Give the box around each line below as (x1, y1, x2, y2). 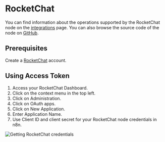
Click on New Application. (12, 106, 65, 112)
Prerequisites (5, 44, 48, 52)
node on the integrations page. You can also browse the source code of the (5, 24, 160, 30)
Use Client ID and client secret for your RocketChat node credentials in (12, 116, 157, 122)
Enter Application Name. (12, 111, 62, 117)
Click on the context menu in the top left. (12, 90, 96, 96)
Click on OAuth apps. (12, 100, 56, 106)
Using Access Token (5, 72, 70, 80)
